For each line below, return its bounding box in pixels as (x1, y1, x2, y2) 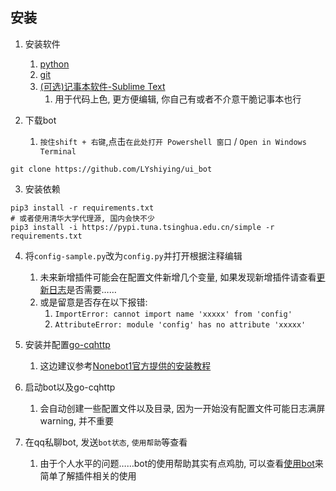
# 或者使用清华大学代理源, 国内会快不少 (10, 213, 155, 223)
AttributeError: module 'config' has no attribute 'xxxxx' (54, 319, 307, 330)
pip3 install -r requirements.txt (10, 203, 155, 213)
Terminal (39, 146, 77, 157)
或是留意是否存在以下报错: (39, 296, 148, 308)
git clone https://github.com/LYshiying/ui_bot (10, 164, 213, 174)
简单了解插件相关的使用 (39, 469, 137, 482)
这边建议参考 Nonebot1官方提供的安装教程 (39, 359, 212, 372)
